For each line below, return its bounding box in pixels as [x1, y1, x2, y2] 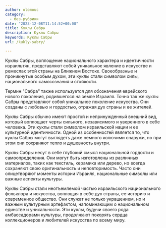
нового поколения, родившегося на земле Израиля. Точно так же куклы [5, 93, 159, 99]
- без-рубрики [9, 16, 39, 21]
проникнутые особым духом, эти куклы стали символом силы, [5, 73, 139, 79]
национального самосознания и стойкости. [5, 78, 98, 84]
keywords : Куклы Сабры [5, 35, 52, 40]
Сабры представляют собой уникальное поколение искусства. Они [5, 99, 149, 105]
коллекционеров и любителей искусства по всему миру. [5, 217, 126, 223]
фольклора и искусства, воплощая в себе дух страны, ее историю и [5, 190, 150, 196]
